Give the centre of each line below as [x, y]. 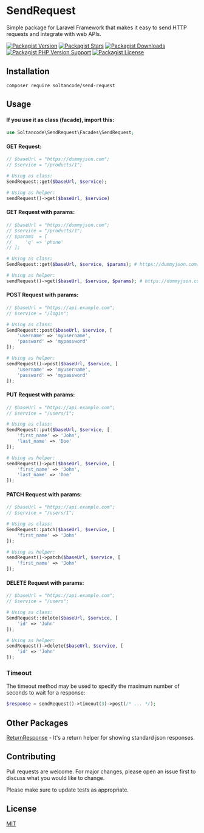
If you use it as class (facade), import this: [60, 120]
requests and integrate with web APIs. [54, 34]
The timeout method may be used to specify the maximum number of [93, 686]
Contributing [31, 757]
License [22, 809]
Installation [28, 72]
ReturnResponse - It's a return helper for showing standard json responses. [101, 738]
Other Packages [37, 723]
